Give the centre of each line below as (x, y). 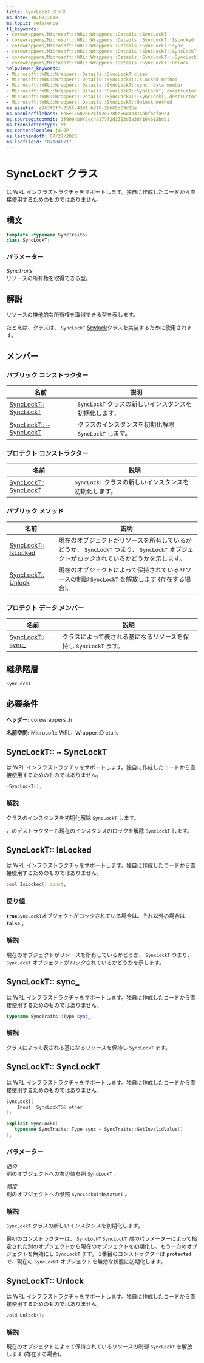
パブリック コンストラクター (47, 375)
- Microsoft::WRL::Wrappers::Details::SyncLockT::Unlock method (89, 102)
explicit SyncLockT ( (32, 1124)
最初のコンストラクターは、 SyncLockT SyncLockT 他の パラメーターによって (99, 1239)
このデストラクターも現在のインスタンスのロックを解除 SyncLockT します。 (99, 831)
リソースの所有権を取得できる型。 (49, 278)
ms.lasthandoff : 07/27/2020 (42, 136)
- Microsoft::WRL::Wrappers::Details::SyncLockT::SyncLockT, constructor (102, 91)
